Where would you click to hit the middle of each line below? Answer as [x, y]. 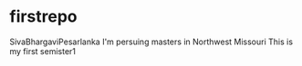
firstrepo [43, 17]
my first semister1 [42, 51]
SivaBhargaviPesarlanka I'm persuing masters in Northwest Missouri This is [151, 42]
